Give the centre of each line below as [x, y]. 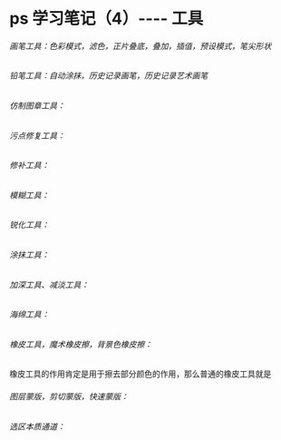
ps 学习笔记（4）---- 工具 [107, 19]
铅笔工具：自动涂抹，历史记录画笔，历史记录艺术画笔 [109, 76]
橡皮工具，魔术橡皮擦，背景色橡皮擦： [81, 344]
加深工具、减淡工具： [49, 284]
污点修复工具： [37, 135]
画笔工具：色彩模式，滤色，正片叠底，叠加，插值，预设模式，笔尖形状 [140, 45]
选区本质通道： [37, 426]
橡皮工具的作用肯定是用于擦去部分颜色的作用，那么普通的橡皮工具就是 [140, 374]
